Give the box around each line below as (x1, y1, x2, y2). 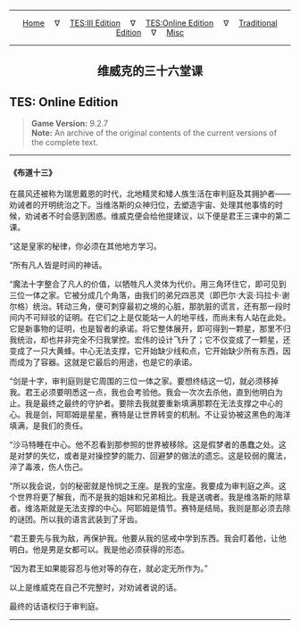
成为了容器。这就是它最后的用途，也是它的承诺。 (16, 357, 197, 368)
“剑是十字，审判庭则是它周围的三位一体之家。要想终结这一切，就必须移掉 (9, 376, 279, 386)
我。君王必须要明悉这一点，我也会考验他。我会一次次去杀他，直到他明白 (9, 387, 275, 398)
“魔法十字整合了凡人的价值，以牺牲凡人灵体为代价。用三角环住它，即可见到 (9, 278, 287, 290)
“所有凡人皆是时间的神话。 (9, 260, 107, 270)
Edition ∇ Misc (115, 28, 185, 37)
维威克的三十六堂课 (96, 64, 204, 79)
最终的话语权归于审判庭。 (9, 601, 104, 612)
